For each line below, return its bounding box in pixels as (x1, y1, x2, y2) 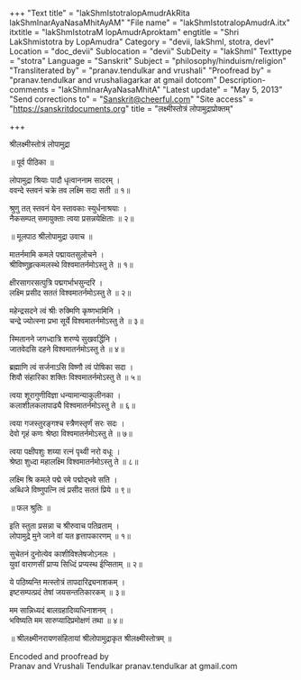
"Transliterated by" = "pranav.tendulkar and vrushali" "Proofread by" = (9, 65, 272, 76)
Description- (219, 75, 266, 85)
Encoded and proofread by (9, 651, 110, 661)
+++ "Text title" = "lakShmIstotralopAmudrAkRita (9, 8, 191, 18)
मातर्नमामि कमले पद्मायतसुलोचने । (9, 249, 105, 259)
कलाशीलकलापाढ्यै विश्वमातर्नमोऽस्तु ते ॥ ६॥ (9, 400, 136, 411)
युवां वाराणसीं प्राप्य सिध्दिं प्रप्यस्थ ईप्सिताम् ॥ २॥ (9, 558, 142, 569)
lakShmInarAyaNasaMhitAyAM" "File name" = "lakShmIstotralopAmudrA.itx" (9, 17, 290, 28)
